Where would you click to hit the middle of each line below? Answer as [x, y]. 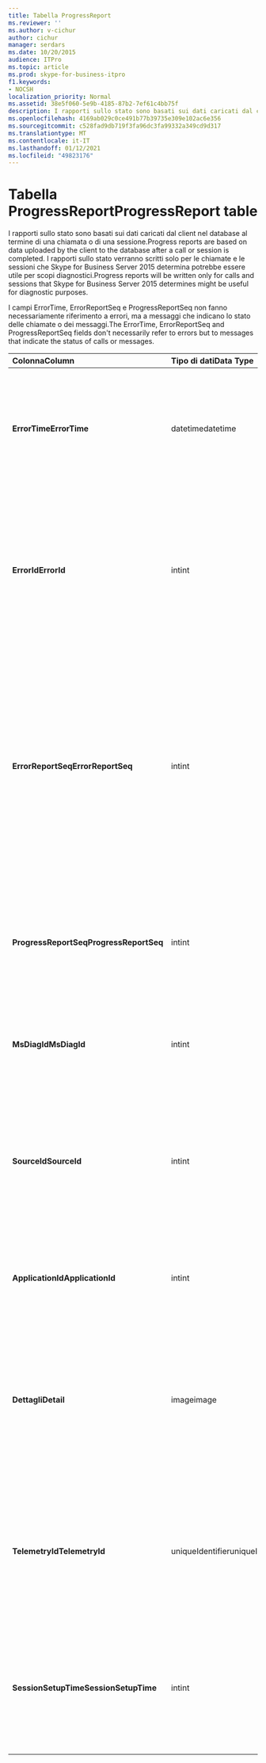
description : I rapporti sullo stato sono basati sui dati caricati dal [131, 112]
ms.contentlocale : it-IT [49, 141]
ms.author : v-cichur [42, 30]
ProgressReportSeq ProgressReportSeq [88, 942]
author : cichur [33, 38]
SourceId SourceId [47, 1161]
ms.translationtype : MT [47, 133]
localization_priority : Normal [60, 97]
